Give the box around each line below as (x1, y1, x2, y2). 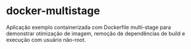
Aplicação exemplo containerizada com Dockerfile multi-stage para (6, 24, 171, 31)
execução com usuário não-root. (6, 36, 86, 43)
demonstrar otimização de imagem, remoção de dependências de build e (6, 30, 186, 37)
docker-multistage (6, 4, 100, 18)
